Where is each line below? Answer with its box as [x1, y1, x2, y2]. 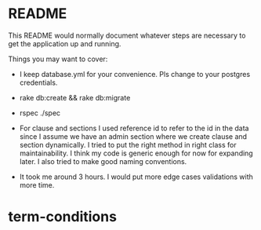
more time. [19, 180, 55, 189]
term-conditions [8, 208, 118, 226]
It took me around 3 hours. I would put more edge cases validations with [19, 172, 253, 181]
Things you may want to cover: [8, 54, 108, 64]
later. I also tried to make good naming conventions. [19, 156, 187, 166]
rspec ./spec [19, 108, 61, 118]
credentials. [19, 78, 58, 87]
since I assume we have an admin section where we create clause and [19, 131, 248, 141]
